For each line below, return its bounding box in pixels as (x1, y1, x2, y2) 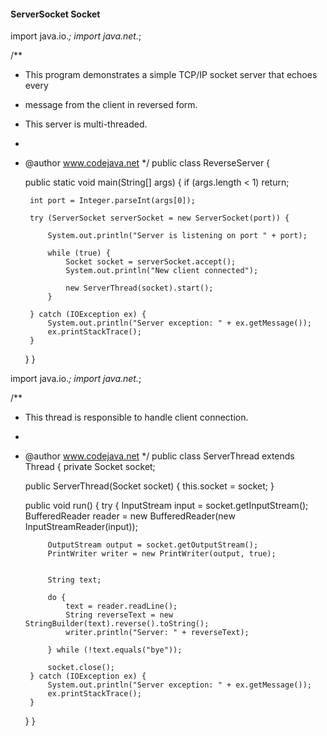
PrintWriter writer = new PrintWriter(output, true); (47, 549, 277, 559)
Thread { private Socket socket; (24, 461, 156, 473)
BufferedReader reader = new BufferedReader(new (24, 510, 236, 522)
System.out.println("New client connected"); (65, 266, 259, 276)
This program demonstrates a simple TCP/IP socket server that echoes (24, 69, 318, 81)
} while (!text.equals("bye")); (47, 645, 183, 655)
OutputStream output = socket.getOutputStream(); (47, 540, 259, 550)
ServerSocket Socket (10, 8, 101, 20)
